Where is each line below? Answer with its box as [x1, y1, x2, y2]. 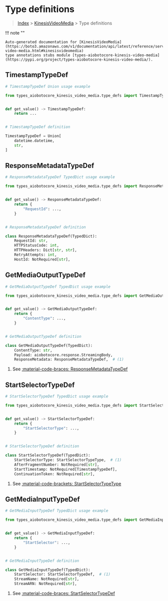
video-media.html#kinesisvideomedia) [5, 48, 84, 53]
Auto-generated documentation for [5, 39, 77, 45]
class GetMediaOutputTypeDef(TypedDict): [5, 343, 93, 348]
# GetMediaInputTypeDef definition [5, 558, 79, 563]
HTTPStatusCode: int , [14, 243, 59, 248]
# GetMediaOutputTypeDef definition [5, 334, 81, 339]
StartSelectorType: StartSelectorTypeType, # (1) [14, 458, 122, 463]
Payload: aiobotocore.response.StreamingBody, [14, 352, 113, 357]
